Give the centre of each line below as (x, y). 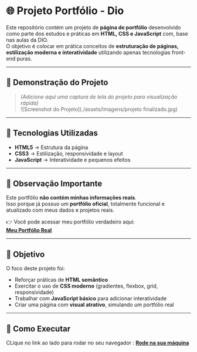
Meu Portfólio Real (29, 231)
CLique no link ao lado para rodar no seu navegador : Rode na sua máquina (98, 343)
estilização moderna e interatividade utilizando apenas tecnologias (89, 52)
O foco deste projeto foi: (35, 269)
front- (179, 52)
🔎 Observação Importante (54, 183)
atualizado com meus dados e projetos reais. (60, 210)
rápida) (29, 103)
